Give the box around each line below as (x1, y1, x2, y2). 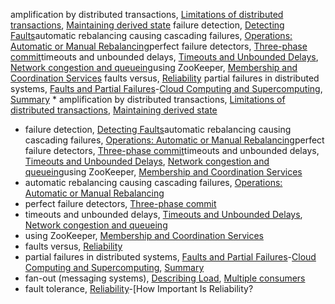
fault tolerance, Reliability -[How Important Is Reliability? (24, 283, 254, 294)
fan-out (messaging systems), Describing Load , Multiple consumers (24, 272, 306, 284)
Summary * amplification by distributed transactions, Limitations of (10, 94, 286, 105)
